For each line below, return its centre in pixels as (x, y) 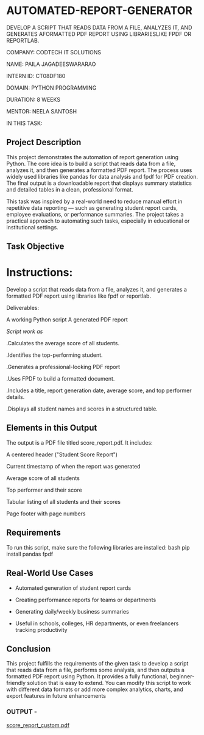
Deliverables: (23, 308)
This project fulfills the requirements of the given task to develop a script (97, 664)
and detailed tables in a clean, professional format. (70, 189)
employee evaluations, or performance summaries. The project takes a (95, 214)
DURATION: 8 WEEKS (33, 99)
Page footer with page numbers (46, 514)
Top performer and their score (44, 490)
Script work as (25, 332)
